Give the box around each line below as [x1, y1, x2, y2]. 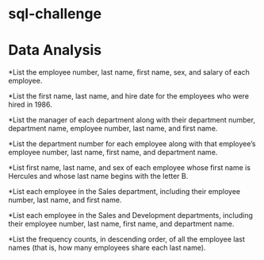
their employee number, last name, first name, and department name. [8, 219, 235, 229]
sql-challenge [8, 5, 101, 23]
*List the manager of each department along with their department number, [8, 115, 256, 125]
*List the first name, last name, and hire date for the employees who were [8, 91, 250, 101]
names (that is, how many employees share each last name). [8, 243, 206, 253]
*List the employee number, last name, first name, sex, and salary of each [8, 68, 250, 77]
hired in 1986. [8, 100, 53, 110]
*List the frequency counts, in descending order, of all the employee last [8, 235, 246, 244]
